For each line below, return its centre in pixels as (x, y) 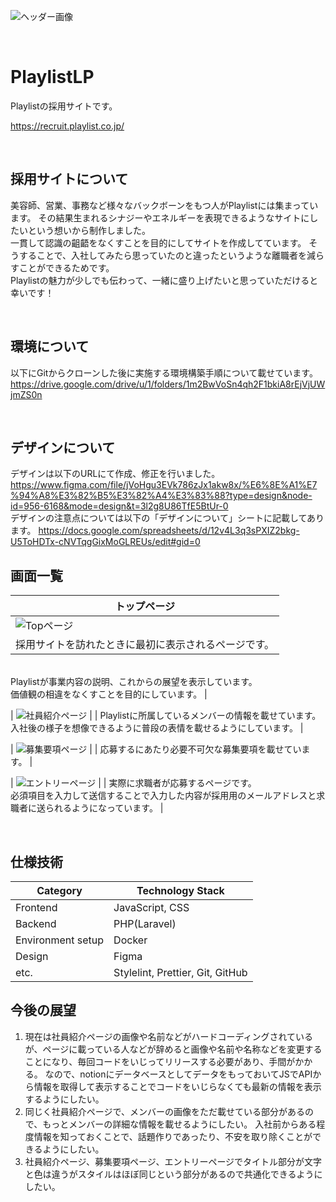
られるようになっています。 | (104, 808)
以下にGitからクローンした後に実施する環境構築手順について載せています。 (164, 372)
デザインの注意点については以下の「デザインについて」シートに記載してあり (167, 518)
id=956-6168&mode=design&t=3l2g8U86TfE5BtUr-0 (119, 506)
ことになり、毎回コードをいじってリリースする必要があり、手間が (160, 1061)
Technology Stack (180, 890)
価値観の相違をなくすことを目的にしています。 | (109, 694)
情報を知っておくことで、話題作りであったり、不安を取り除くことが (173, 1136)
